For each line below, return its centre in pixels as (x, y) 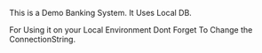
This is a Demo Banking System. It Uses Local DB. (101, 13)
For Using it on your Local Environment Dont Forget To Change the (131, 30)
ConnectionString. (43, 39)
